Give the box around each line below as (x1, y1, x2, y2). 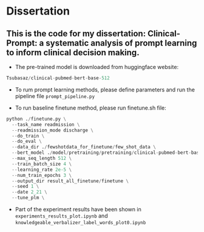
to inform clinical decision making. (6, 47, 140, 58)
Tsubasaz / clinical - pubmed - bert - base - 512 (6, 75, 110, 81)
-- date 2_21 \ (12, 189, 47, 195)
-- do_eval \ (12, 138, 42, 145)
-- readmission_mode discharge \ (12, 127, 94, 133)
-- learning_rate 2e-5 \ (12, 167, 72, 173)
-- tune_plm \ (12, 195, 45, 201)
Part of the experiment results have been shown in (15, 206, 141, 213)
